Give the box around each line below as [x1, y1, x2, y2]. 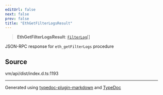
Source [5, 57, 28, 66]
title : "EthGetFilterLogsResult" [5, 20, 73, 26]
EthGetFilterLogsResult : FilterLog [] [16, 34, 91, 40]
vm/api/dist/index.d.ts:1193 [5, 71, 59, 76]
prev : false [5, 16, 29, 21]
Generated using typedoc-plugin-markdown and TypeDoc [5, 85, 121, 91]
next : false [5, 12, 29, 17]
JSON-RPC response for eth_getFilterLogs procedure [5, 43, 114, 49]
